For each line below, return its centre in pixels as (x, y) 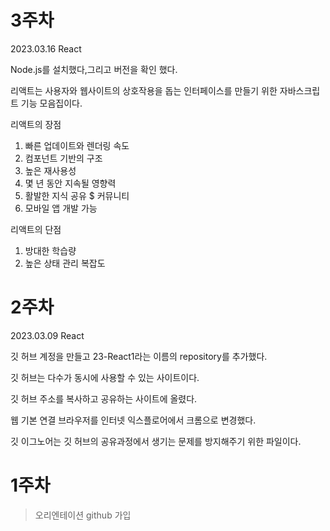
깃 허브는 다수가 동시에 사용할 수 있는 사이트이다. (105, 377)
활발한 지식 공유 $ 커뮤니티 (77, 195)
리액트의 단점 (36, 229)
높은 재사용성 (50, 170)
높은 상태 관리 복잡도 (65, 263)
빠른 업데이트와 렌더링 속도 (77, 145)
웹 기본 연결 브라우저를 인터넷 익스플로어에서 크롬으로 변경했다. (133, 420)
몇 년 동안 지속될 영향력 (70, 183)
